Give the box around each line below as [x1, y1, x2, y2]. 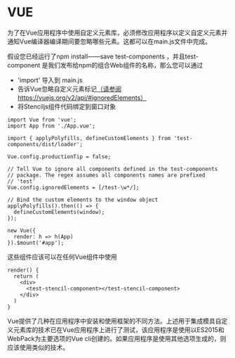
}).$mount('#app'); [7, 239, 65, 246]
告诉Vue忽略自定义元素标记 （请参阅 [17, 84, 121, 93]
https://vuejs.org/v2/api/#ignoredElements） [17, 93, 147, 102]
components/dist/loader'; [7, 141, 83, 148]
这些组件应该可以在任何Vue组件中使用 [7, 252, 118, 261]
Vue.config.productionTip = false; [7, 153, 112, 160]
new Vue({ [7, 226, 36, 234]
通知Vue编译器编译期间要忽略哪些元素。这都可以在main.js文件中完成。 [7, 37, 212, 46]
